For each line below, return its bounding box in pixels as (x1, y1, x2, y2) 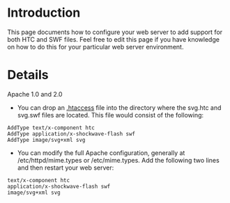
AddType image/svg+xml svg (7, 136, 86, 143)
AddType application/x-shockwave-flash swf (7, 130, 136, 137)
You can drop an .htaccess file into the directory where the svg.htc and (17, 103, 222, 112)
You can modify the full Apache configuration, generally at (17, 148, 185, 157)
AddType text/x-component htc (7, 124, 95, 131)
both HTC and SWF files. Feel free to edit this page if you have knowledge (7, 35, 220, 43)
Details (7, 67, 49, 83)
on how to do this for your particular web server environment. (7, 42, 184, 51)
